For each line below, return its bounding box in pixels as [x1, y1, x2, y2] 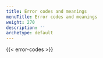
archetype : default [6, 30, 54, 36]
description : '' [6, 24, 45, 31]
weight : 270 [6, 19, 35, 25]
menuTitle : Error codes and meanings [6, 14, 98, 20]
